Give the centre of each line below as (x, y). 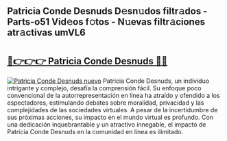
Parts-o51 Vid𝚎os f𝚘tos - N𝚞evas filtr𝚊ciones (106, 22)
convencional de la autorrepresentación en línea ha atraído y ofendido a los (114, 95)
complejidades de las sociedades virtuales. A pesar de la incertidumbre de (112, 110)
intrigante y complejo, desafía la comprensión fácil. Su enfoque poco (104, 88)
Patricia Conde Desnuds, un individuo (156, 81)
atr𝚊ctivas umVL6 (46, 33)
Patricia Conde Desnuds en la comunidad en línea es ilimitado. (95, 132)
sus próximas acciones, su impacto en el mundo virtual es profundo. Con (110, 117)
